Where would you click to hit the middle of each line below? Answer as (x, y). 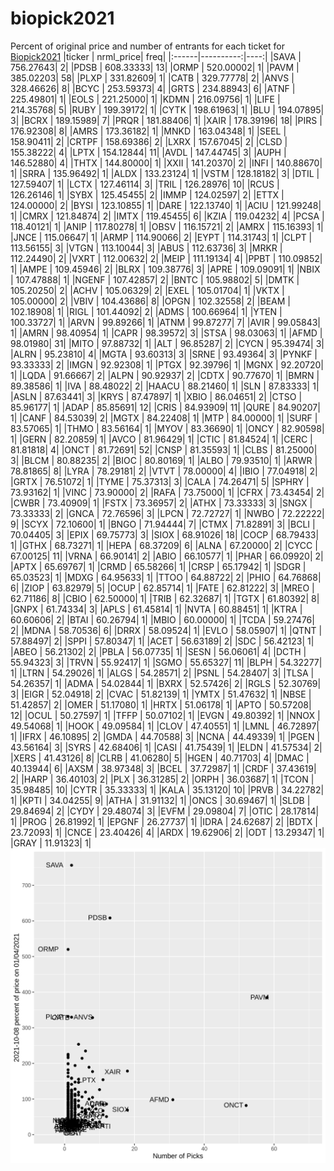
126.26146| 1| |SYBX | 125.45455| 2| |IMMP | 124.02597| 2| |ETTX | (147, 194)
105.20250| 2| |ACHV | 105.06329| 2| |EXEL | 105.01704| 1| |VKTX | (147, 290)
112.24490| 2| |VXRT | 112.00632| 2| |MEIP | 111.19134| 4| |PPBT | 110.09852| (166, 258)
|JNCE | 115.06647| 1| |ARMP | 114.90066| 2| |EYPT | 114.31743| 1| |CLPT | (161, 237)
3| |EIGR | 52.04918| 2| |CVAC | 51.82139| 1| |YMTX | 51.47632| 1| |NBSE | (161, 694)
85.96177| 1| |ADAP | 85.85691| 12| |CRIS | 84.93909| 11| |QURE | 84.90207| (165, 407)
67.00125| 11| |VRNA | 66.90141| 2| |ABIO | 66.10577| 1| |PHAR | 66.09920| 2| (167, 556)
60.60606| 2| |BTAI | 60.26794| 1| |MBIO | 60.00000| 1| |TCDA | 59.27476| (162, 619)
